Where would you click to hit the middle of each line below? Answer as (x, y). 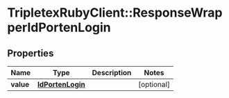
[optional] (154, 84)
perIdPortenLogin (59, 27)
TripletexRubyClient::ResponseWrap (115, 13)
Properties (31, 53)
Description (112, 73)
